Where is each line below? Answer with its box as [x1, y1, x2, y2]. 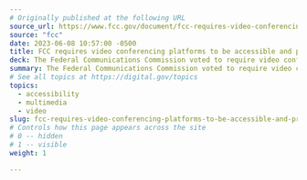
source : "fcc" [9, 30, 64, 39]
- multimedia [17, 97, 68, 107]
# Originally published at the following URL [9, 13, 185, 23]
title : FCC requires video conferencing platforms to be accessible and [9, 47, 292, 56]
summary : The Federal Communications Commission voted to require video [9, 65, 292, 74]
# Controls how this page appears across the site [9, 124, 206, 133]
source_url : [9, 22, 55, 31]
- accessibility [17, 89, 79, 98]
